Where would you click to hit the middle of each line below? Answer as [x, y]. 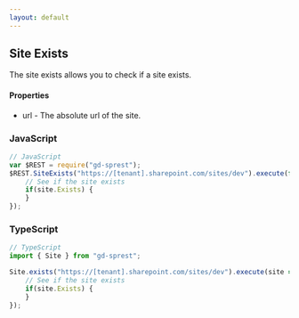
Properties [29, 95]
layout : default [39, 17]
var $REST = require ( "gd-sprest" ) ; [75, 165]
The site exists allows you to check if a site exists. [101, 75]
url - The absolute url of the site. [81, 115]
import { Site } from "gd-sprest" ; [75, 256]
